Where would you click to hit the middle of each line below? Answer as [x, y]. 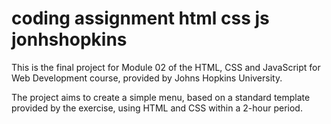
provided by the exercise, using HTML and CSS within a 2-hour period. [157, 108]
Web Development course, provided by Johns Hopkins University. [147, 78]
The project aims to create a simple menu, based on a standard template [161, 97]
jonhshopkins [69, 39]
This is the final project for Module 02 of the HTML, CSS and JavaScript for [166, 67]
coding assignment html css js [140, 18]
